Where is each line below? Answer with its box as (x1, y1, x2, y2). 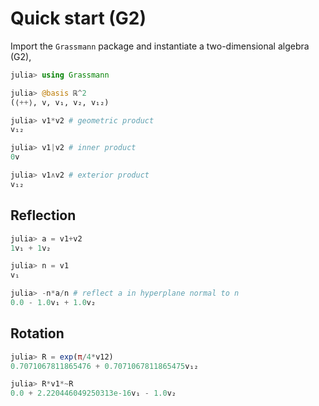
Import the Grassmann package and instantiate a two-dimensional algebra (10, 40, 310, 52)
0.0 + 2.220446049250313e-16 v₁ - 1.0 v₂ (10, 388, 177, 399)
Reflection (10, 207, 77, 224)
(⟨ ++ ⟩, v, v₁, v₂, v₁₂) (10, 97, 110, 107)
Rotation (10, 325, 65, 342)
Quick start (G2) (10, 7, 147, 30)
